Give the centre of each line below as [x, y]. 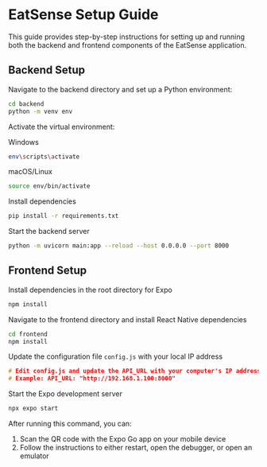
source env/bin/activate [49, 186]
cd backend [26, 104]
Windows [24, 142]
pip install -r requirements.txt [64, 216]
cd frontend [28, 334]
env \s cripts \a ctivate [44, 157]
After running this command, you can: [70, 424]
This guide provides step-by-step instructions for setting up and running [126, 37]
